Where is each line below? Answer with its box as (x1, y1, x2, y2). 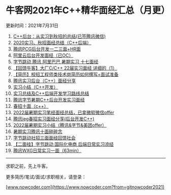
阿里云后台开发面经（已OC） (13, 52, 74, 58)
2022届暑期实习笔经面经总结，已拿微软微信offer (13, 109, 115, 115)
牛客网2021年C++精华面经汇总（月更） (6, 5, 170, 16)
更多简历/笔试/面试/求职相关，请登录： (6, 174, 87, 180)
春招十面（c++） (13, 103, 49, 109)
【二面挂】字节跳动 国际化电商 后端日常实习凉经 (13, 141, 114, 147)
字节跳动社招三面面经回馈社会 (13, 135, 76, 141)
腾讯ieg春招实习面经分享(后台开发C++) (13, 115, 94, 122)
